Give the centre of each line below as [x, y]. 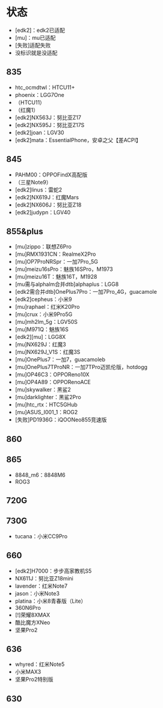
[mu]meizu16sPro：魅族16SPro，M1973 [64, 269]
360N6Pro [28, 607]
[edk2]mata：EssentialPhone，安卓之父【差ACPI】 [78, 140]
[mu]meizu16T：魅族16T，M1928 [56, 277]
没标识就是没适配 [36, 52]
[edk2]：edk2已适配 [40, 30]
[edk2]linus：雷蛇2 [38, 190]
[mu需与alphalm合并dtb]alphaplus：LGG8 [67, 284]
